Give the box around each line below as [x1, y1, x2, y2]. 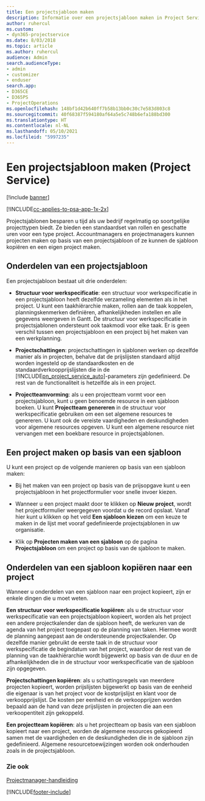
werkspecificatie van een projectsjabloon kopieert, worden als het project [6, 613, 192, 621]
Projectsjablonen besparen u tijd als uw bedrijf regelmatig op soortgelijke [6, 217, 190, 224]
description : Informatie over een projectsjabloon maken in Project [6, 15, 184, 21]
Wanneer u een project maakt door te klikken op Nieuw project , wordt [15, 500, 192, 508]
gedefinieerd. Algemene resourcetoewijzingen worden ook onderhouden [6, 740, 189, 748]
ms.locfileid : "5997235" [6, 134, 70, 141]
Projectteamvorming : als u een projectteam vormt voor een [15, 391, 166, 398]
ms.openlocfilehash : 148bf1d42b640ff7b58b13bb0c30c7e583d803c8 [6, 105, 171, 112]
